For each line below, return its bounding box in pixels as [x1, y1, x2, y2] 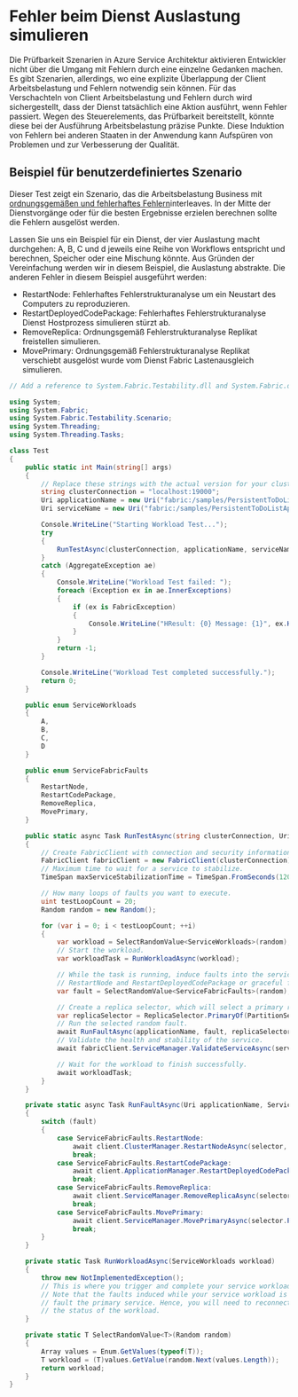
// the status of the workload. [41, 1307, 161, 1315]
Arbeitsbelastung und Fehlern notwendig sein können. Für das [9, 82, 237, 93]
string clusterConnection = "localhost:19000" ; [41, 488, 220, 497]
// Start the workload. [56, 946, 145, 955]
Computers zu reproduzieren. [21, 298, 130, 309]
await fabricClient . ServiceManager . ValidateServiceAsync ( [56, 1044, 276, 1053]
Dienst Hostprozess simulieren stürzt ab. [21, 317, 171, 327]
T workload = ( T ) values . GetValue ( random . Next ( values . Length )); [41, 1355, 279, 1364]
